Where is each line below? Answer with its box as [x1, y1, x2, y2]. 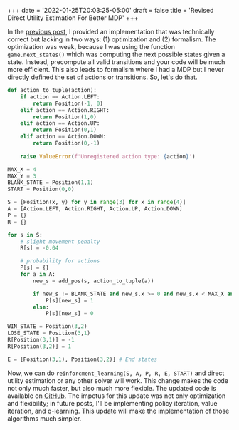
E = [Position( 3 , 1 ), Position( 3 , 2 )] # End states [7, 356, 158, 363]
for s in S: [7, 231, 43, 238]
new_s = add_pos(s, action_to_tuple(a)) [33, 277, 154, 285]
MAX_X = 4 [7, 165, 37, 173]
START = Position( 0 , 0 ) [7, 185, 75, 193]
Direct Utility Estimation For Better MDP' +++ [7, 14, 139, 22]
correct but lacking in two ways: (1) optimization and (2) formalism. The [7, 35, 216, 43]
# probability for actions [20, 257, 100, 265]
